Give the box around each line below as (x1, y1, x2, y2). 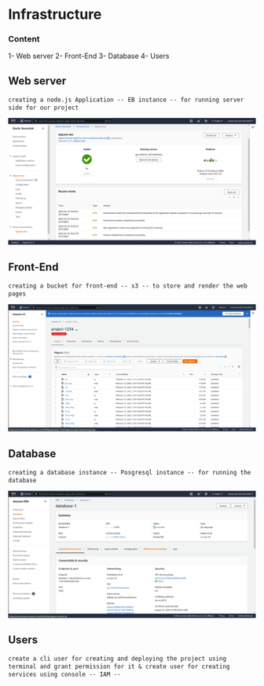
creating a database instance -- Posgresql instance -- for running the (8, 469, 251, 477)
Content (8, 34, 41, 45)
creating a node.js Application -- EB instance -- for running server (8, 96, 244, 104)
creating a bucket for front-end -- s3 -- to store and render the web (8, 282, 247, 290)
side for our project (8, 104, 79, 112)
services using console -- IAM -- (8, 670, 122, 679)
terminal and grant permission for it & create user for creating (8, 662, 230, 671)
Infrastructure (8, 6, 102, 24)
